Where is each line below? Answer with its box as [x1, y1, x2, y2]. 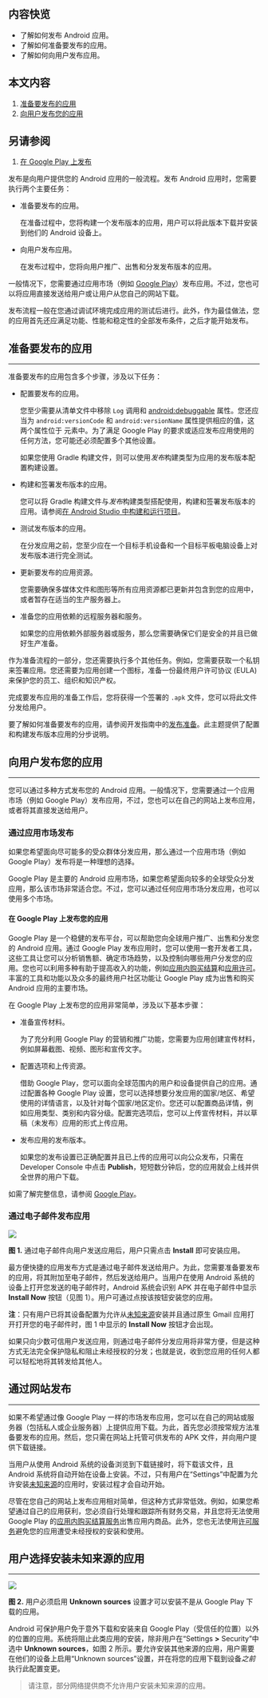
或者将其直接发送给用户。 [8, 806, 93, 815]
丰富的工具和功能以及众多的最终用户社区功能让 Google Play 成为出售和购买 [8, 973, 255, 983]
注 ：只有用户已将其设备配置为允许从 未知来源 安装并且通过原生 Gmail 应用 [8, 1309, 248, 1319]
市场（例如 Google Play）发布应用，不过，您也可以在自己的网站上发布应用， [8, 795, 260, 805]
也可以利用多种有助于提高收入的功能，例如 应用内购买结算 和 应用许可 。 [29, 963, 260, 973]
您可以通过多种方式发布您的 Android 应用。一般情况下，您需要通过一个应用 [8, 786, 255, 795]
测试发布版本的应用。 [19, 524, 90, 533]
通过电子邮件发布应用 [8, 1210, 90, 1222]
